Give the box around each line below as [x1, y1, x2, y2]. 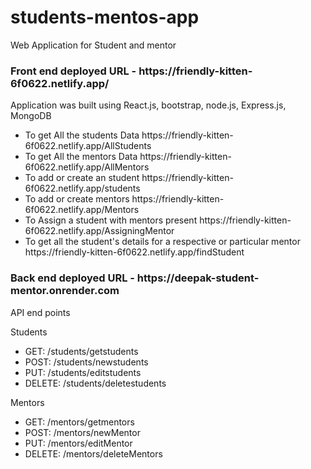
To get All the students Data [24, 129, 140, 141]
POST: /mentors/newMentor [24, 426, 141, 438]
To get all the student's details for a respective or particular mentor [24, 236, 301, 248]
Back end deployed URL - [10, 271, 135, 285]
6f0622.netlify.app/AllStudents [24, 140, 152, 152]
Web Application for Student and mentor [10, 39, 177, 51]
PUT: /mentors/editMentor [24, 437, 133, 449]
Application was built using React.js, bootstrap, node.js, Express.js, [10, 99, 287, 111]
